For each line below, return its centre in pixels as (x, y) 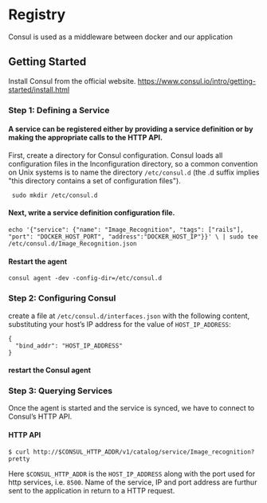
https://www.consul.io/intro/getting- (197, 81)
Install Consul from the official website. (72, 81)
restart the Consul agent (50, 370)
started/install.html (39, 89)
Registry (37, 15)
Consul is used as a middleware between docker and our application (121, 37)
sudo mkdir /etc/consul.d (55, 195)
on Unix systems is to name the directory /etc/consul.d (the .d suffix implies (134, 172)
